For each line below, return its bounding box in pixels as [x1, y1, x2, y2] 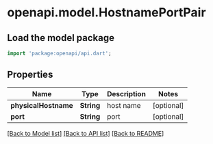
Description [107, 89, 146, 98]
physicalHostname [10, 100, 73, 110]
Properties [7, 69, 53, 81]
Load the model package [7, 32, 115, 44]
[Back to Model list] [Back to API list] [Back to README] [7, 129, 164, 137]
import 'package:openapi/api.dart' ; [7, 50, 112, 57]
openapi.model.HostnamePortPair [7, 5, 207, 20]
